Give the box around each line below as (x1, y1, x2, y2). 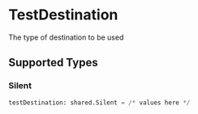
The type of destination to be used (8, 32, 124, 42)
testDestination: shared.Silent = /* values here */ (8, 99, 191, 107)
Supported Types (8, 56, 99, 70)
